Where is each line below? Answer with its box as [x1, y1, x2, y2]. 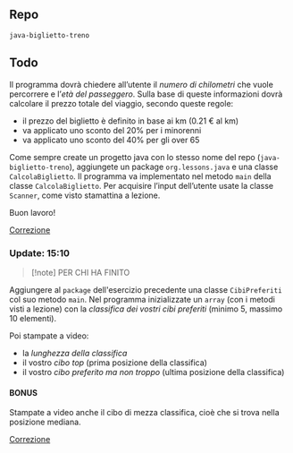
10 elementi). [9, 312, 56, 323]
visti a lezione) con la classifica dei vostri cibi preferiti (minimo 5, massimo [9, 303, 283, 314]
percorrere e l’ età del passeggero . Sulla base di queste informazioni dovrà [9, 89, 283, 99]
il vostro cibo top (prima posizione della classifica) [21, 357, 208, 368]
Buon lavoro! [9, 207, 56, 218]
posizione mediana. [9, 416, 82, 428]
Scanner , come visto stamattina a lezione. [9, 190, 161, 201]
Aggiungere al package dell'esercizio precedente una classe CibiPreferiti [9, 284, 283, 295]
